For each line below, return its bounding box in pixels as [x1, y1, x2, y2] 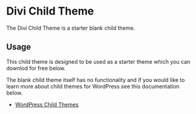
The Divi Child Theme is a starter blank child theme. [6, 24, 136, 32]
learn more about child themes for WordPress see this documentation [6, 82, 180, 90]
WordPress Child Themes [15, 101, 79, 108]
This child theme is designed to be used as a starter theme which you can [6, 58, 191, 65]
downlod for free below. [6, 64, 66, 72]
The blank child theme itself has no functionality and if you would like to [6, 76, 185, 83]
